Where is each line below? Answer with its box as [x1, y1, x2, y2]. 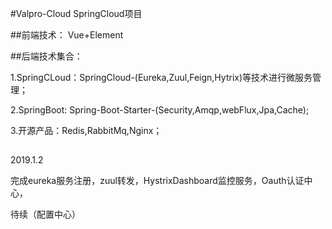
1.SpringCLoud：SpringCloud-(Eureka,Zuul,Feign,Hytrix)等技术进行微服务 [10, 72, 313, 83]
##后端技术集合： [10, 50, 83, 62]
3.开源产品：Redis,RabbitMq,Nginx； [10, 125, 163, 136]
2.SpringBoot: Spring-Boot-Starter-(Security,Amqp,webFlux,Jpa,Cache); [10, 104, 310, 116]
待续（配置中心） [10, 208, 81, 221]
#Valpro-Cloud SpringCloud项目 [10, 8, 143, 19]
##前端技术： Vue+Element [10, 29, 124, 41]
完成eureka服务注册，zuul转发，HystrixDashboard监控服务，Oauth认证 [10, 175, 305, 187]
